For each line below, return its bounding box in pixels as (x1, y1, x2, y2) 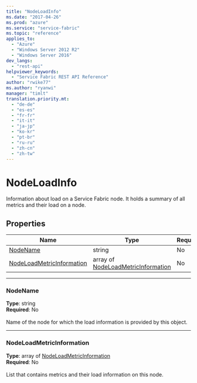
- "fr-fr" (11, 112, 35, 118)
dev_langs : (6, 58, 33, 63)
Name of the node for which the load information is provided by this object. (6, 318, 188, 326)
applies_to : (6, 36, 35, 42)
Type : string (6, 300, 36, 307)
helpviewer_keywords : (6, 69, 59, 75)
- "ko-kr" (11, 129, 35, 135)
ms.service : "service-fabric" (6, 25, 80, 31)
